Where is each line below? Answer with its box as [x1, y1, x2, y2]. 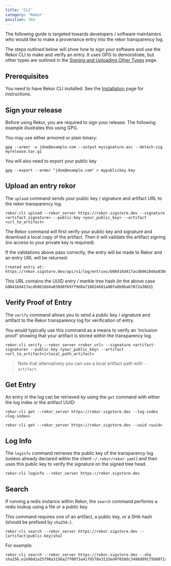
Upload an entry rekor [5, 182, 76, 191]
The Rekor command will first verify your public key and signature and [5, 228, 153, 234]
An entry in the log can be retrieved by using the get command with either [5, 394, 160, 400]
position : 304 [5, 17, 36, 22]
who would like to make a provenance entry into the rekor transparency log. [5, 36, 164, 42]
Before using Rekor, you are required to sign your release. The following [5, 120, 156, 125]
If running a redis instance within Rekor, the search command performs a [5, 499, 158, 505]
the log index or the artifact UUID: [5, 399, 76, 406]
